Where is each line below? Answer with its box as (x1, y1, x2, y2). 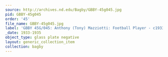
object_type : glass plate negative (5, 35, 79, 40)
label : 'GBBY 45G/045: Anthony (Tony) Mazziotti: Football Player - (5, 26, 151, 31)
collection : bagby (5, 44, 43, 49)
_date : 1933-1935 (5, 30, 41, 35)
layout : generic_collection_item (5, 40, 75, 45)
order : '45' (5, 16, 30, 21)
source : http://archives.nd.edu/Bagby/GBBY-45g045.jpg (5, 7, 122, 12)
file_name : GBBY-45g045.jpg (5, 21, 64, 26)
